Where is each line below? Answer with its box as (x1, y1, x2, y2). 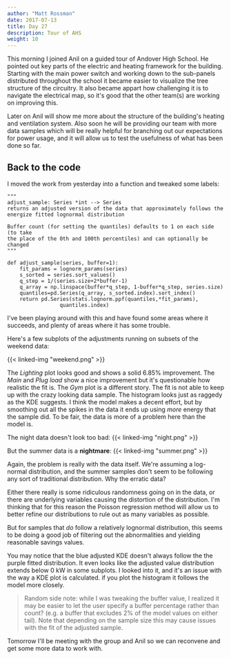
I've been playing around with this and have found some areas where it (7, 313, 209, 322)
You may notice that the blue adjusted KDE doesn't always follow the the (7, 551, 214, 560)
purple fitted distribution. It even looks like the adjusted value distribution (7, 558, 214, 567)
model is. (7, 420, 33, 428)
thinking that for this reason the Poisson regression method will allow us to (7, 502, 219, 511)
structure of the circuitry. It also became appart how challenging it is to (7, 84, 209, 92)
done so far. (7, 141, 41, 150)
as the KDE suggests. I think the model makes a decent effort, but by (7, 397, 202, 406)
